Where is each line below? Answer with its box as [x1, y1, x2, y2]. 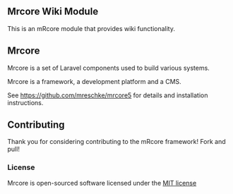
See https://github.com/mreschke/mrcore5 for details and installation [7, 91, 208, 99]
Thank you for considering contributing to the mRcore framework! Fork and [7, 138, 226, 146]
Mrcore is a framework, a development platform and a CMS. [7, 77, 181, 85]
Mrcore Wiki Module [7, 6, 99, 18]
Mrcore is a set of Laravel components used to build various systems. [7, 63, 210, 72]
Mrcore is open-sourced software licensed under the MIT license [7, 178, 197, 187]
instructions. [7, 98, 44, 107]
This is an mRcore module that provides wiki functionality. [7, 24, 175, 32]
